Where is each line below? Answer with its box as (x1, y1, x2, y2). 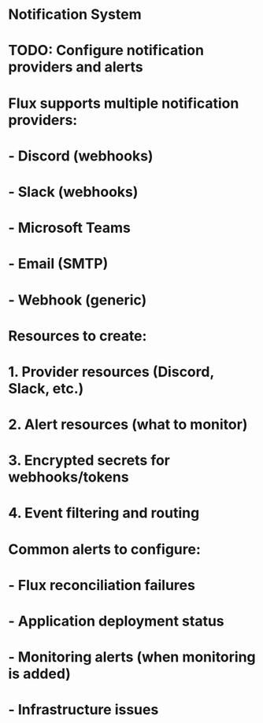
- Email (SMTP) (8, 255, 109, 273)
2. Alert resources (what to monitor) (8, 415, 248, 433)
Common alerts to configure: (8, 540, 201, 558)
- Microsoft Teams (8, 219, 131, 237)
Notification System (8, 6, 142, 24)
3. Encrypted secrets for (8, 452, 171, 470)
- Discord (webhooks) (8, 147, 154, 164)
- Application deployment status (8, 612, 224, 630)
